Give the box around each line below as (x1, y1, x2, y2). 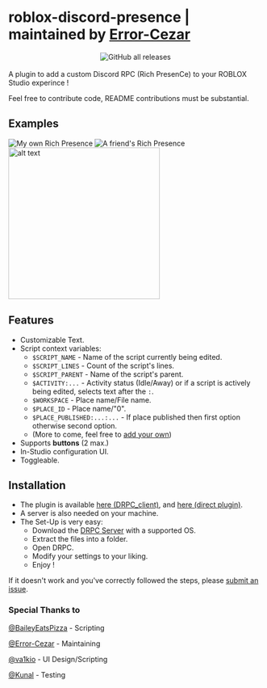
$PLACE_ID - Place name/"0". (31, 403, 127, 413)
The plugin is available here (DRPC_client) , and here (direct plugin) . (19, 500, 244, 509)
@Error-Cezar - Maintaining (8, 639, 101, 648)
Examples (8, 117, 59, 131)
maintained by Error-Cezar (8, 25, 191, 44)
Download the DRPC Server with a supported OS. (31, 525, 196, 535)
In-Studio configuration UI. (19, 446, 109, 456)
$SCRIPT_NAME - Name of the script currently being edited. (31, 352, 223, 361)
